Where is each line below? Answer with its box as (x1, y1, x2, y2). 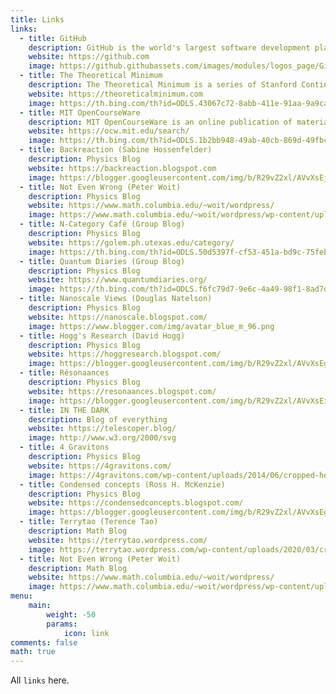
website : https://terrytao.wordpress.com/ (28, 535, 208, 545)
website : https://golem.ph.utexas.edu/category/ (28, 237, 235, 248)
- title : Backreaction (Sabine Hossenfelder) (19, 145, 213, 155)
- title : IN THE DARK (19, 405, 110, 415)
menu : (10, 591, 33, 601)
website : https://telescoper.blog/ (28, 424, 177, 434)
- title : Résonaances (19, 368, 110, 378)
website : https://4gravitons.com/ (28, 461, 172, 471)
